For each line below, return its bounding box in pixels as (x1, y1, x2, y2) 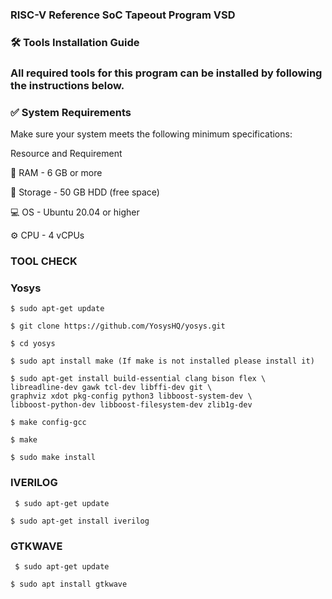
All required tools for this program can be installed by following (10, 66, 323, 80)
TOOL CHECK (10, 254, 78, 268)
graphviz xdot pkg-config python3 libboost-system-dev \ (10, 391, 253, 402)
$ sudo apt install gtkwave (10, 579, 128, 589)
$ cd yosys (10, 339, 56, 349)
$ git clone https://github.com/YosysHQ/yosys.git (10, 321, 226, 332)
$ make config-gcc (10, 418, 87, 428)
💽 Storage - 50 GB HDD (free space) (10, 186, 160, 198)
